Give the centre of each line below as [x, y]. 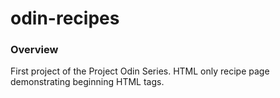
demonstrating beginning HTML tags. [87, 82]
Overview [34, 50]
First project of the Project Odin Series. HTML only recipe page [140, 71]
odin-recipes [65, 18]
